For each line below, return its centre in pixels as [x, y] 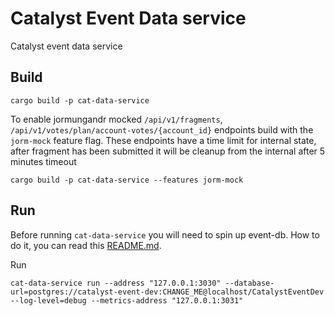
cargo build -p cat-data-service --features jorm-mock [127, 180]
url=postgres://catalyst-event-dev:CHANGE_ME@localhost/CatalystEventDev [167, 292]
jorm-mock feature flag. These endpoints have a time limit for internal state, [163, 140]
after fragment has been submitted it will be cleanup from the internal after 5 [168, 151]
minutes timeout [43, 161]
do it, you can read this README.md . [86, 245]
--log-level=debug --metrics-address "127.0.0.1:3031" [127, 300]
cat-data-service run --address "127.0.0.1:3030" [116, 283]
